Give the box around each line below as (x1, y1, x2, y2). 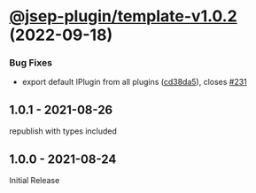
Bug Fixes (9, 57, 53, 69)
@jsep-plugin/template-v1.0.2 (9, 6, 237, 27)
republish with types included (9, 126, 118, 136)
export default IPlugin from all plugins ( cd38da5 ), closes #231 (21, 77, 248, 88)
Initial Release (9, 175, 60, 186)
